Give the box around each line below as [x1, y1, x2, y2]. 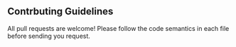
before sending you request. [7, 32, 91, 40]
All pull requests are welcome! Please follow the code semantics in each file [7, 24, 230, 32]
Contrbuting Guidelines [7, 6, 114, 18]
